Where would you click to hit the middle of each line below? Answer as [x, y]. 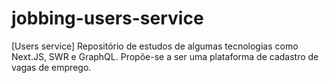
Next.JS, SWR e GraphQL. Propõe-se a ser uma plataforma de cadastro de [165, 56]
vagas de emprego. [51, 67]
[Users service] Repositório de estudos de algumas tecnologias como [155, 46]
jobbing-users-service [107, 18]
